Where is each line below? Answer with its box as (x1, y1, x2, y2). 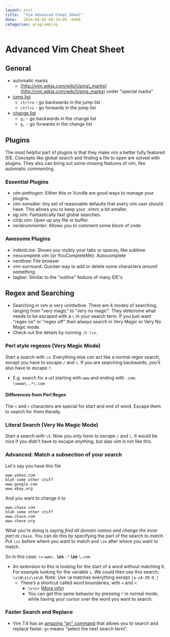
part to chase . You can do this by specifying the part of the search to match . (5, 532, 164, 539)
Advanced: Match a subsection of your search (5, 451, 122, 458)
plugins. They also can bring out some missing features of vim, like (5, 160, 146, 167)
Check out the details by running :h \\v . (12, 329, 98, 336)
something (12, 269, 36, 275)
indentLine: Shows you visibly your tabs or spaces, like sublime (12, 247, 146, 253)
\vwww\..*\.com (12, 381, 45, 386)
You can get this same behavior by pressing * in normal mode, (27, 591, 159, 597)
